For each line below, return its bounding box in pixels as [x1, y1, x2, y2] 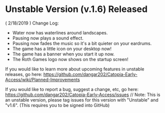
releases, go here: [5, 71, 42, 77]
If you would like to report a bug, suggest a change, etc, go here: [5, 86, 139, 92]
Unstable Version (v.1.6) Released [5, 3, 148, 15]
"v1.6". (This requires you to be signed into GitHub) [5, 102, 110, 108]
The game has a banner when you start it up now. [12, 51, 115, 57]
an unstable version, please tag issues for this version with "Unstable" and [5, 96, 158, 103]
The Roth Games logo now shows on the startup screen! [12, 56, 128, 62]
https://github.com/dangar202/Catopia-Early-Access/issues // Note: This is [5, 91, 160, 97]
